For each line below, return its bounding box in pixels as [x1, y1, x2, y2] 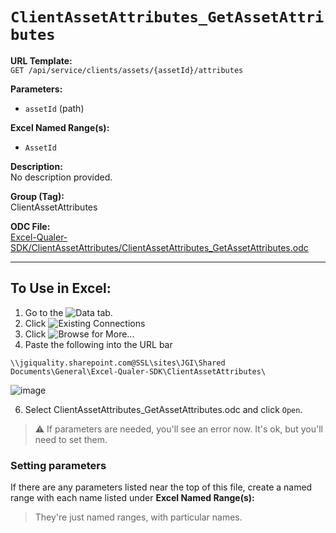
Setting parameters [10, 458, 107, 472]
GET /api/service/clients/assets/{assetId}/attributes [10, 65, 244, 75]
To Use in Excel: [10, 280, 112, 297]
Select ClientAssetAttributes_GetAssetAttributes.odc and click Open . [24, 403, 303, 415]
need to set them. [34, 433, 108, 445]
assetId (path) [24, 102, 85, 114]
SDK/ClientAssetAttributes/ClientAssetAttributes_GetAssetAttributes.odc [10, 241, 309, 253]
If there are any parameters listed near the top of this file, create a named [10, 481, 313, 493]
